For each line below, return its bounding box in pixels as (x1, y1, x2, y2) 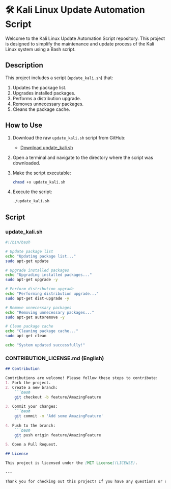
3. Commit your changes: (5, 404, 58, 409)
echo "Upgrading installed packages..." (5, 272, 93, 277)
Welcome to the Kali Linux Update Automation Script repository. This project (5, 35, 165, 41)
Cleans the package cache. (12, 106, 70, 112)
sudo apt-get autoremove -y (5, 315, 65, 320)
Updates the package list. (12, 84, 67, 90)
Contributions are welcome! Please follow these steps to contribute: (5, 376, 158, 381)
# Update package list (5, 249, 53, 254)
